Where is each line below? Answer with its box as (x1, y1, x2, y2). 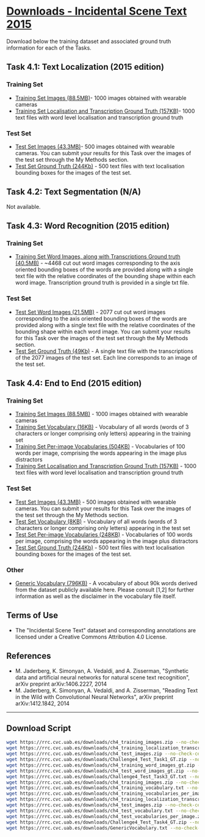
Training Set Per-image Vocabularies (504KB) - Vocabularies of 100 (15, 443, 185, 450)
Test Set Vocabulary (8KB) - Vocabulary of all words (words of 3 (15, 518, 178, 525)
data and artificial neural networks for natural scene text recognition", (15, 673, 190, 681)
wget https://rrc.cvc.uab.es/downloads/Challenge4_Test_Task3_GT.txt (6, 773, 187, 779)
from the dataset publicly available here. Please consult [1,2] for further (15, 586, 195, 593)
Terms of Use (6, 610, 59, 621)
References (6, 651, 51, 661)
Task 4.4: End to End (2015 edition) (6, 378, 142, 388)
